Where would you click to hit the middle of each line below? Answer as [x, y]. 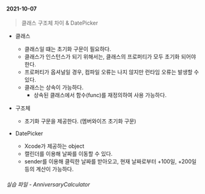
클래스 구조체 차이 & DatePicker [60, 23]
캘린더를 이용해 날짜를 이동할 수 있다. [69, 154]
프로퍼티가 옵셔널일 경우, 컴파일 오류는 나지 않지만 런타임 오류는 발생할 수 [112, 72]
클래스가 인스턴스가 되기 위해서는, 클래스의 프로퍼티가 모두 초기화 [102, 57]
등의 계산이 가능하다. [49, 169]
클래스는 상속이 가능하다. [54, 87]
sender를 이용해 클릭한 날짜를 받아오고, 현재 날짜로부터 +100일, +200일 [110, 161]
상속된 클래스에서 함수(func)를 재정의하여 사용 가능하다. [100, 95]
